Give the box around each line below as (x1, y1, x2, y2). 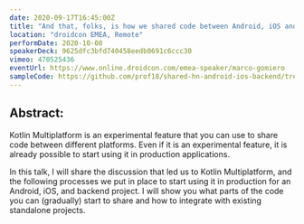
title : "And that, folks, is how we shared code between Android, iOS (9, 22, 281, 31)
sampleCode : (9, 72, 54, 81)
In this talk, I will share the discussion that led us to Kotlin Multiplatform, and (9, 166, 292, 177)
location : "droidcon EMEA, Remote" (9, 30, 144, 39)
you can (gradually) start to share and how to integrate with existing (9, 195, 262, 206)
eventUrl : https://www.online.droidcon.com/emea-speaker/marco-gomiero (9, 64, 285, 73)
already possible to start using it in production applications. (9, 148, 231, 159)
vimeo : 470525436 (9, 55, 75, 64)
